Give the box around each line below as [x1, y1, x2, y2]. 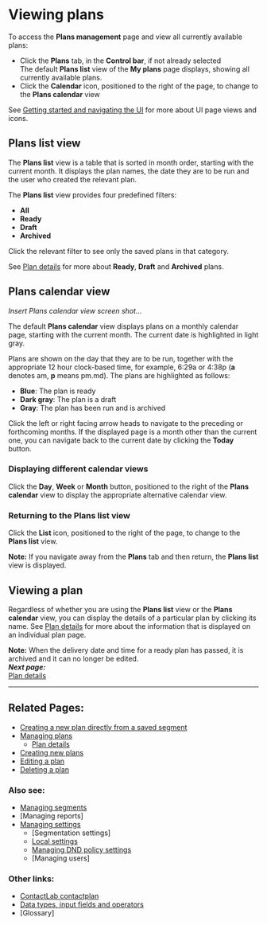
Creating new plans [19, 747, 84, 757]
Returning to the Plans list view [8, 509, 131, 521]
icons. [8, 113, 29, 123]
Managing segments [19, 802, 87, 813]
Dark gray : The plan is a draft [19, 394, 117, 404]
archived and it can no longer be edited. [8, 654, 139, 663]
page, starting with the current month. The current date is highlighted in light [8, 330, 259, 339]
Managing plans [19, 731, 73, 740]
